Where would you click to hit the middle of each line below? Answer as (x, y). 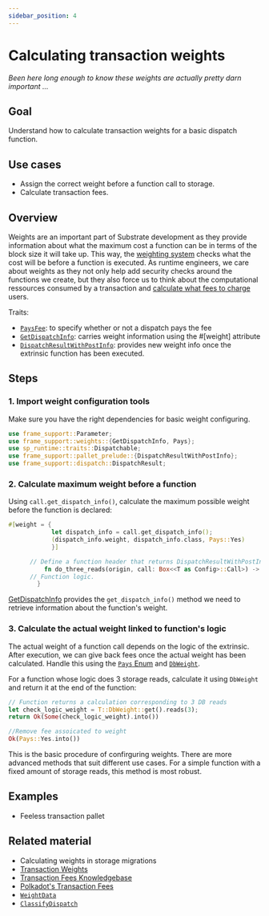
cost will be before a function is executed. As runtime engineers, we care (129, 263)
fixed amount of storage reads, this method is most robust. (105, 771)
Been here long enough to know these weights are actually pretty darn (125, 78)
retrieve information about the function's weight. (88, 608)
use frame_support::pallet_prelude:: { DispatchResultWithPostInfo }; (123, 456)
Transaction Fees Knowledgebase (76, 877)
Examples (33, 797)
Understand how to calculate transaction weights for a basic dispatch (123, 131)
